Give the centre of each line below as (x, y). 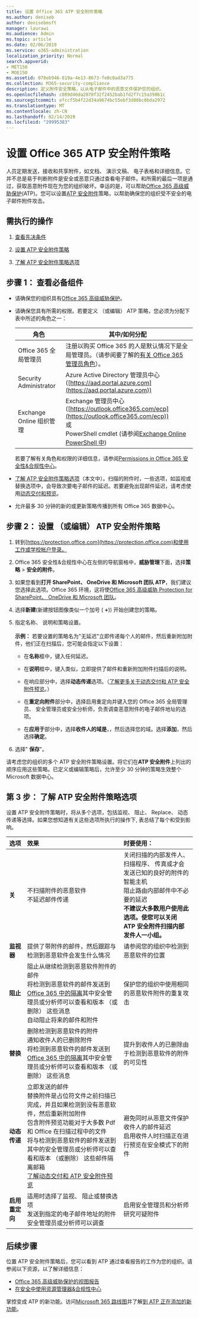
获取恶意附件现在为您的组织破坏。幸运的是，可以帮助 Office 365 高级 (100, 186)
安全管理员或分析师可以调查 (66, 1223)
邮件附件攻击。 (29, 201)
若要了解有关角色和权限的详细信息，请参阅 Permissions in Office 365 (98, 458)
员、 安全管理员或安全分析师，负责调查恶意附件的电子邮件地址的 (102, 709)
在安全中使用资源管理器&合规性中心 (58, 1289)
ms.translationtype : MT (36, 106)
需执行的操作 (30, 222)
